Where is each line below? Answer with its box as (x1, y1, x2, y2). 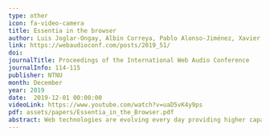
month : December (8, 78, 63, 86)
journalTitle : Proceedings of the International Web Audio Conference (8, 57, 250, 65)
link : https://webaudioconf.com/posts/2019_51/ (8, 42, 171, 50)
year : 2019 (8, 86, 45, 94)
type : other (8, 11, 48, 20)
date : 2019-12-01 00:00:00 (8, 94, 103, 102)
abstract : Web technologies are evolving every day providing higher (8, 116, 247, 124)
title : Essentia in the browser (8, 26, 117, 34)
